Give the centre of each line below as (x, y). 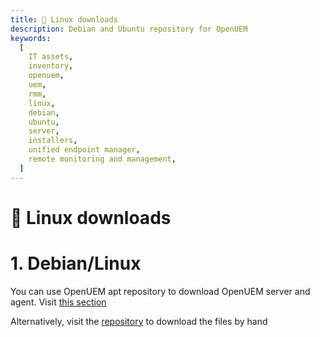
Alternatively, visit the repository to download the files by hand (139, 321)
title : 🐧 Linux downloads (64, 19)
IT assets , (51, 57)
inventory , (51, 66)
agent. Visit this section (58, 302)
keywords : (31, 38)
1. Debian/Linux (76, 263)
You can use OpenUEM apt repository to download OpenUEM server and (160, 291)
